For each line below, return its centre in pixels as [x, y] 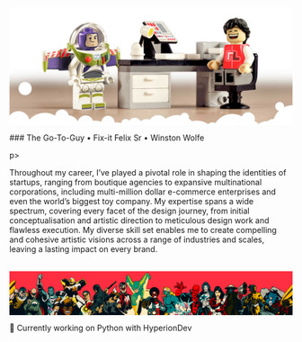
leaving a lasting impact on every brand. [84, 248]
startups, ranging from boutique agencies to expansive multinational [136, 182]
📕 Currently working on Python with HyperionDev [101, 328]
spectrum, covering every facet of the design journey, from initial [129, 211]
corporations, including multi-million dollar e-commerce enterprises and [143, 192]
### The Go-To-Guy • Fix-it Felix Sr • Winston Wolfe [107, 138]
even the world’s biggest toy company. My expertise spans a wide [132, 201]
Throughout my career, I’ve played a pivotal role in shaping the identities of [148, 172]
